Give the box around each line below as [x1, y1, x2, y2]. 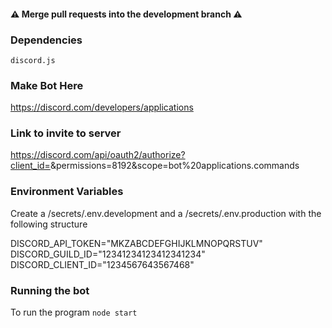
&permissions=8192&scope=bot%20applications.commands [49, 160, 300, 172]
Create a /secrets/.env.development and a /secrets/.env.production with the [10, 207, 322, 219]
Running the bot [10, 283, 90, 297]
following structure [10, 218, 88, 230]
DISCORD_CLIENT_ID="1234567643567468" [10, 258, 195, 270]
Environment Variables [10, 185, 124, 199]
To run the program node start [10, 306, 138, 319]
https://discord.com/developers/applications [10, 101, 194, 114]
